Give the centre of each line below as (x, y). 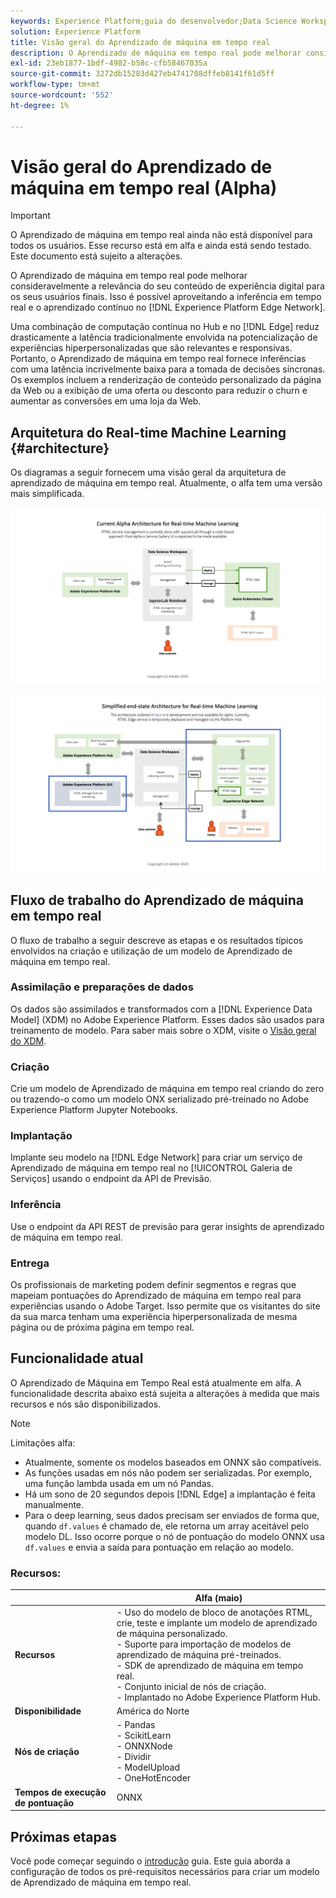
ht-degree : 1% (40, 105)
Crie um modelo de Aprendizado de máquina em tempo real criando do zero (167, 1089)
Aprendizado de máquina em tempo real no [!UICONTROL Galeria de (151, 1168)
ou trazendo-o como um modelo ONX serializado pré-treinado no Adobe (160, 1099)
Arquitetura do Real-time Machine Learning (148, 432)
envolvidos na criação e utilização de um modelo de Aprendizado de (151, 951)
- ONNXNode (144, 1746)
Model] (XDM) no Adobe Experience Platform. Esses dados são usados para (167, 1019)
